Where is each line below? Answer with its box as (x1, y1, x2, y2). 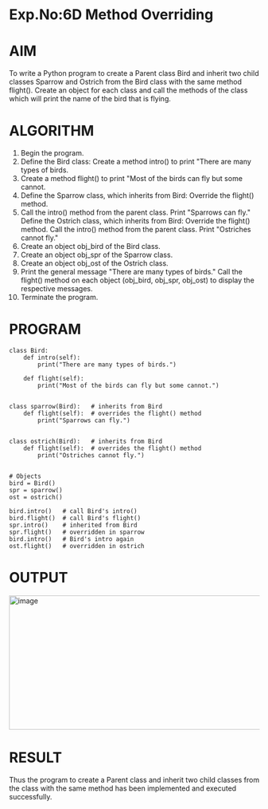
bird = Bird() (9, 479, 56, 487)
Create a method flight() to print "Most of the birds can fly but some (20, 174, 243, 184)
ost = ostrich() (9, 493, 63, 501)
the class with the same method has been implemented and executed (9, 783, 237, 793)
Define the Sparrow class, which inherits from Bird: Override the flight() (20, 191, 254, 200)
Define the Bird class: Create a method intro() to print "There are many (20, 157, 251, 167)
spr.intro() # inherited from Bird (9, 521, 138, 529)
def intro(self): (23, 353, 81, 361)
